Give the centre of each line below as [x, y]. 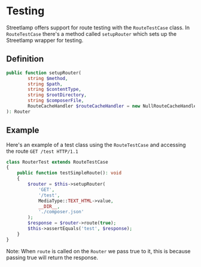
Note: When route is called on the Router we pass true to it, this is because [98, 251]
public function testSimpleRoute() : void [69, 173]
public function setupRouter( [44, 73]
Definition [25, 59]
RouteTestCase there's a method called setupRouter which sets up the [92, 33]
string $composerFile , [56, 101]
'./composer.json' [61, 212]
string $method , [48, 78]
